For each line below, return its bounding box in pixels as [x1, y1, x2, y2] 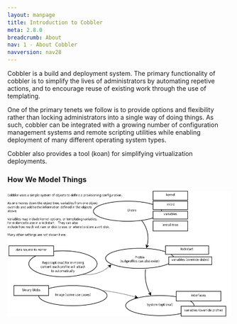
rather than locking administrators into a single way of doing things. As [7, 113, 214, 121]
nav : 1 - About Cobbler [7, 41, 78, 49]
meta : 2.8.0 [7, 26, 43, 33]
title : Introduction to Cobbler [7, 18, 103, 26]
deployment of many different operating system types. [7, 135, 167, 144]
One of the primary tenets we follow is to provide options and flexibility [7, 106, 214, 113]
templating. [7, 92, 40, 100]
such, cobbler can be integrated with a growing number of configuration [7, 121, 219, 129]
